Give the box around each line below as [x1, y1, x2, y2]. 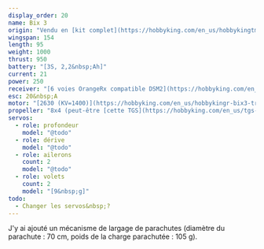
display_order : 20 [8, 11, 68, 20]
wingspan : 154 [8, 33, 55, 42]
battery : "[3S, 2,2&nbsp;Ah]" [8, 63, 108, 71]
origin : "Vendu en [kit [8, 26, 86, 34]
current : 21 [8, 70, 47, 78]
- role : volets [15, 173, 65, 181]
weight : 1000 [8, 48, 51, 56]
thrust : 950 [8, 56, 47, 64]
